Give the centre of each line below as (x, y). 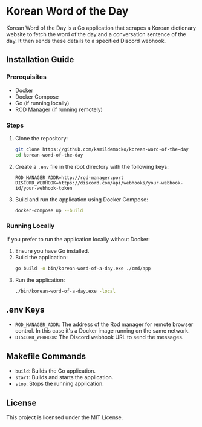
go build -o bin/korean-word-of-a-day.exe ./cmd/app (83, 268)
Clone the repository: (41, 138)
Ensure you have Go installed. (52, 251)
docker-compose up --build (49, 210)
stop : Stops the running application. (59, 384)
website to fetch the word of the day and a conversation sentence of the (96, 34)
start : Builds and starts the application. (64, 377)
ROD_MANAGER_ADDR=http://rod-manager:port (69, 178)
